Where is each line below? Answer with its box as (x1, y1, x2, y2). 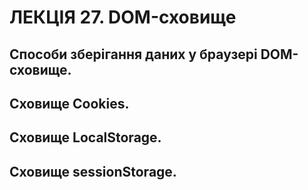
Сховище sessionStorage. (9, 163, 177, 180)
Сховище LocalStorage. (9, 129, 162, 146)
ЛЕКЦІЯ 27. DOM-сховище (9, 6, 237, 29)
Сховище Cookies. (9, 95, 130, 112)
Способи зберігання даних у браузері (9, 46, 258, 63)
